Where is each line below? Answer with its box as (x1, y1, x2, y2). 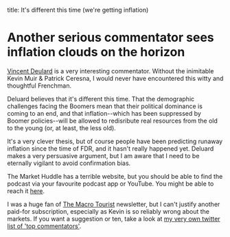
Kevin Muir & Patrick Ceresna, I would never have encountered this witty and (7, 74, 224, 82)
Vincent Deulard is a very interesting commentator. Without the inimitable (7, 66, 214, 75)
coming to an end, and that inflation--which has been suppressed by (7, 109, 201, 117)
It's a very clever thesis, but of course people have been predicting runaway (7, 137, 223, 145)
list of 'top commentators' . (7, 222, 82, 230)
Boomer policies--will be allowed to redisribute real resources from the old (7, 116, 218, 125)
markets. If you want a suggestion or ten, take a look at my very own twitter (7, 214, 221, 223)
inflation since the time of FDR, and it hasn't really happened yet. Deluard (7, 144, 214, 153)
